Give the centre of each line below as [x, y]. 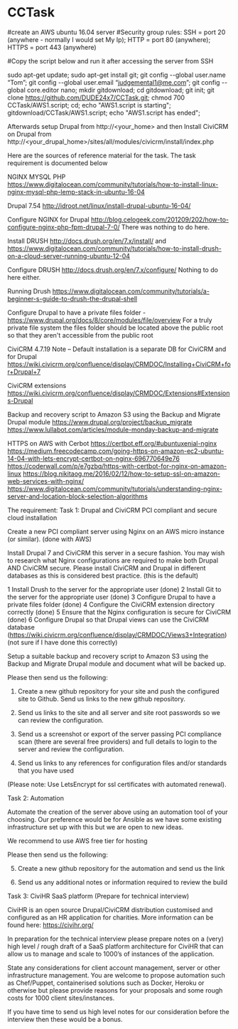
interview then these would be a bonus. [65, 1019]
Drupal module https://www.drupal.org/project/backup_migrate [100, 422]
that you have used [46, 771]
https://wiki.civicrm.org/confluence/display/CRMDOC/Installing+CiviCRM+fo [119, 364]
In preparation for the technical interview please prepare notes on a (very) [115, 939]
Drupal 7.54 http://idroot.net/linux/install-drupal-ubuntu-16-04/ [99, 205]
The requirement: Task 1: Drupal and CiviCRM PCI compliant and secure [112, 510]
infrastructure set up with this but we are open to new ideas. [96, 827]
